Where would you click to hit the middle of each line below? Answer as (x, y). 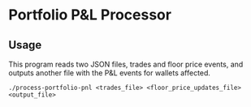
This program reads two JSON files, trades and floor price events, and (126, 64)
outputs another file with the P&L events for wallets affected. (110, 73)
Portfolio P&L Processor (90, 15)
